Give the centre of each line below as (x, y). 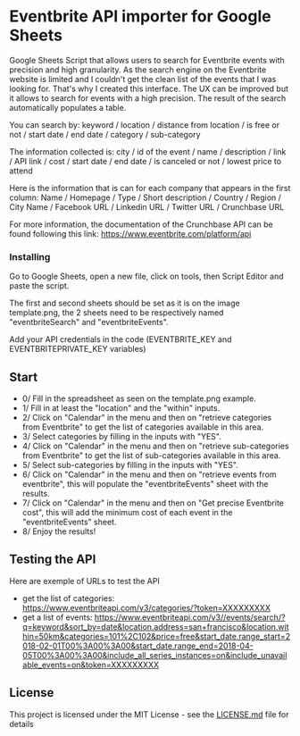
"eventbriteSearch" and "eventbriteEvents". (89, 322)
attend (21, 171)
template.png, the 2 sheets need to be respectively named (117, 313)
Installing (30, 256)
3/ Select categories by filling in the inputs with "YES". (121, 437)
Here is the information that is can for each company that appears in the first (150, 188)
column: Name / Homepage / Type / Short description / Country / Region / (145, 197)
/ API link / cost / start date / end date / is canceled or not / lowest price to (146, 161)
